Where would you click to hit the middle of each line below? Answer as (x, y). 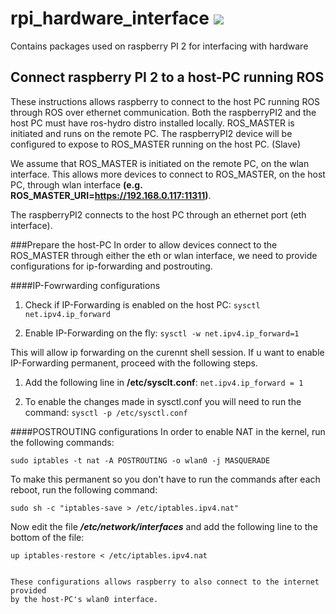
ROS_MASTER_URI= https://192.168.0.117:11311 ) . (111, 195)
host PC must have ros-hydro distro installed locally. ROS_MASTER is (152, 123)
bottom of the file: (47, 537)
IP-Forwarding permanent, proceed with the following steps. (134, 363)
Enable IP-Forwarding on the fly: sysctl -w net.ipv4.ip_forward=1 (162, 333)
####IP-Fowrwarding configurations (85, 285)
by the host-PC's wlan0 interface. (84, 599)
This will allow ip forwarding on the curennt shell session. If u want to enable (167, 352)
